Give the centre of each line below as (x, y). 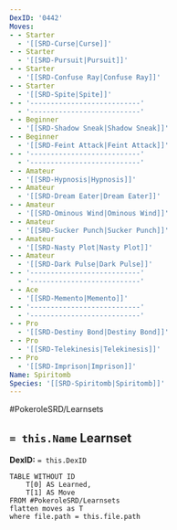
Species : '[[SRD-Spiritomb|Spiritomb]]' (88, 383)
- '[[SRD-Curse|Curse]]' (65, 43)
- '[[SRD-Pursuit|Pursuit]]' (73, 60)
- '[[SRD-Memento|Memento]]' (73, 298)
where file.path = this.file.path (75, 517)
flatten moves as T (47, 509)
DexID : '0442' (36, 18)
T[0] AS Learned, (59, 485)
